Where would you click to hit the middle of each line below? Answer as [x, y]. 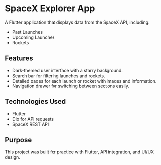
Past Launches [27, 32]
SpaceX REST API [30, 124]
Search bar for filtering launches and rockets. [58, 76]
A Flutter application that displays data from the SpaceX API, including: [77, 22]
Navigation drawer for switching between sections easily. [71, 86]
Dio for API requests [33, 119]
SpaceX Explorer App [50, 9]
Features [19, 58]
